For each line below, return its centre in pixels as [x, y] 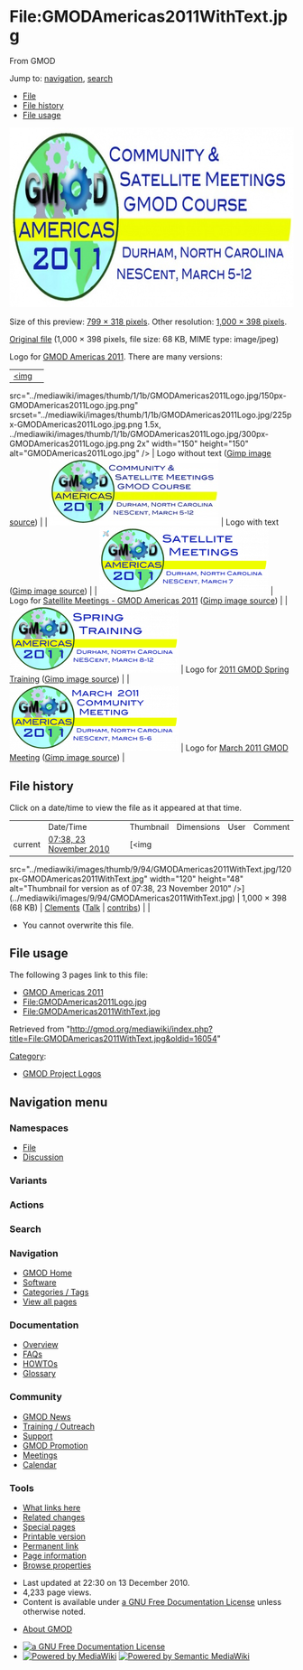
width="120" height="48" [197, 879]
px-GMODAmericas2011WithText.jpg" [78, 879]
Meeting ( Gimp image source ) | [67, 758]
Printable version [54, 1536]
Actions [27, 1205]
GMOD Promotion [55, 1445]
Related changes [54, 1517]
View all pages [50, 1301]
